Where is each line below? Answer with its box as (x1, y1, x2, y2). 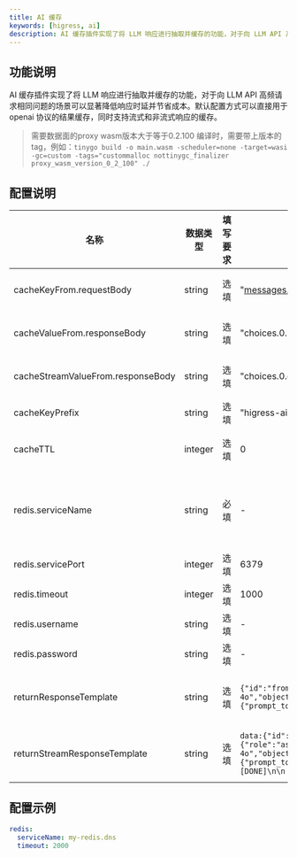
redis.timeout (13, 588, 69, 600)
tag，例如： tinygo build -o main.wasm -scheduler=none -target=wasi (30, 142, 288, 152)
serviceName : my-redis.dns (17, 833, 117, 842)
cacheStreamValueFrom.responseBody (13, 370, 176, 382)
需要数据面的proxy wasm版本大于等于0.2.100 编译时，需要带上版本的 (30, 130, 283, 142)
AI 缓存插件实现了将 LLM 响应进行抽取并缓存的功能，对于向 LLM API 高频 (9, 89, 276, 100)
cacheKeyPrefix (13, 406, 80, 419)
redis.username (13, 618, 79, 629)
